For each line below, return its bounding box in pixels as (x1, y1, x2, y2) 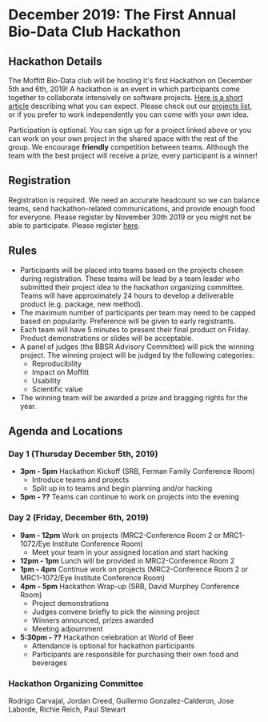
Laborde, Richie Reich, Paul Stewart (8, 704, 126, 714)
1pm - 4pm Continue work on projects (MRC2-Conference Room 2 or (19, 564, 249, 574)
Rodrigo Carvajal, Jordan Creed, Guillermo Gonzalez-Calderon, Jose (8, 696, 234, 705)
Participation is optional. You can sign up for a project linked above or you (8, 126, 252, 134)
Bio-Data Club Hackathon (8, 22, 182, 41)
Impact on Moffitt (31, 367, 90, 377)
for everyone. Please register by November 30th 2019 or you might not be (8, 212, 252, 222)
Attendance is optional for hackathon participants (31, 640, 195, 650)
